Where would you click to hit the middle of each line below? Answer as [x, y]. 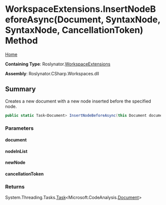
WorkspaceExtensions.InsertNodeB [81, 9]
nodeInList [16, 151]
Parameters [19, 128]
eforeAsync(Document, [54, 20]
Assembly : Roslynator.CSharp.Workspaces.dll [52, 73]
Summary [21, 89]
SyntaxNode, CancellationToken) [74, 30]
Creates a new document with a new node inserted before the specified [78, 101]
